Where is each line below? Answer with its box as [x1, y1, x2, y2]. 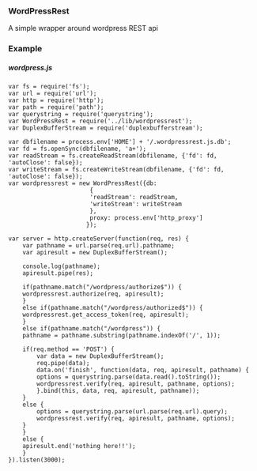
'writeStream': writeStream [89, 200, 182, 209]
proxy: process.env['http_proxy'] [89, 214, 203, 222]
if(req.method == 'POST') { [22, 345, 115, 353]
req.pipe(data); [36, 360, 90, 367]
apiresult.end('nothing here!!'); [22, 443, 136, 450]
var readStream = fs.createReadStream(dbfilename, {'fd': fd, [8, 152, 217, 160]
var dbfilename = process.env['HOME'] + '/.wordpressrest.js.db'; [8, 138, 232, 146]
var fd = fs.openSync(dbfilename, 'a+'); [8, 145, 147, 153]
